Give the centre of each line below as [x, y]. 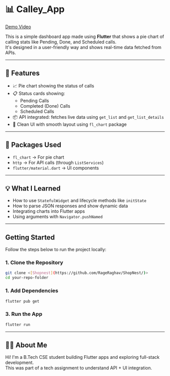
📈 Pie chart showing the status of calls [53, 85]
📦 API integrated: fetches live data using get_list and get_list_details [88, 117]
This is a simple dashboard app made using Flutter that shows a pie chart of [85, 36]
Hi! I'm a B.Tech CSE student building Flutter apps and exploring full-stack [82, 357]
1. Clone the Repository [34, 263]
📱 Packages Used [33, 145]
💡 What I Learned [33, 188]
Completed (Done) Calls [45, 106]
